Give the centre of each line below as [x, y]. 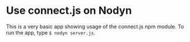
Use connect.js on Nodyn [69, 11]
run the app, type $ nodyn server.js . [51, 32]
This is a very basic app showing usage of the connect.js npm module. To [95, 26]
